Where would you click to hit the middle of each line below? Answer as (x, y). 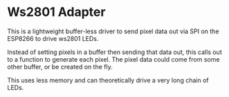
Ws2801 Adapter (56, 12)
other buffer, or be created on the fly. (60, 67)
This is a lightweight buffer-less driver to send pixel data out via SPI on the (113, 31)
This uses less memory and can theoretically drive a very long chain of (108, 80)
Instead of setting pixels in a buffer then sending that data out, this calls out (115, 52)
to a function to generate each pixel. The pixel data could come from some (113, 59)
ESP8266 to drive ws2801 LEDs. (53, 38)
